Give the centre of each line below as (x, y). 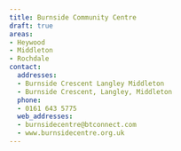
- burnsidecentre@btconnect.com (77, 125)
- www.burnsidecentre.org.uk (71, 133)
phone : (29, 100)
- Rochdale (29, 59)
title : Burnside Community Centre (73, 17)
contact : (25, 68)
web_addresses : (45, 116)
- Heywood (28, 42)
